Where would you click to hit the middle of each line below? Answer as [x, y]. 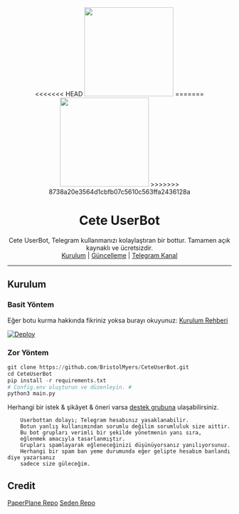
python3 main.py [31, 394]
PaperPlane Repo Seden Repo [52, 503]
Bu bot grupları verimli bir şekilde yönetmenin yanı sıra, [111, 433]
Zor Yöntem [28, 352]
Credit [21, 486]
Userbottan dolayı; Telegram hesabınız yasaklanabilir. [105, 420]
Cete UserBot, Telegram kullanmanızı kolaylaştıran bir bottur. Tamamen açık [119, 240]
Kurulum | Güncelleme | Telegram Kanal [119, 255]
